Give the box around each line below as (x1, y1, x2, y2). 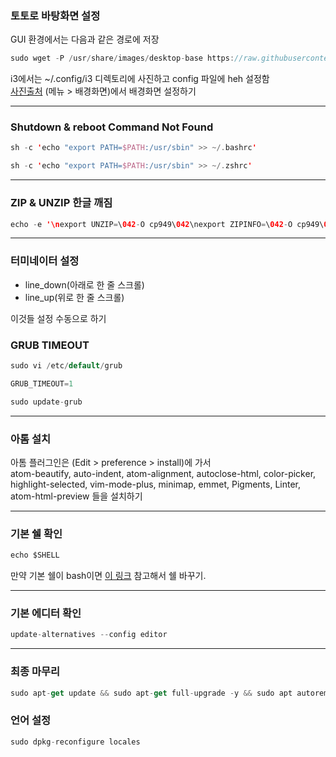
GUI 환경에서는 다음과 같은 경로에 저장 (10, 33, 160, 46)
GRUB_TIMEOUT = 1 (10, 378, 74, 389)
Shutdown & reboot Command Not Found (10, 120, 214, 134)
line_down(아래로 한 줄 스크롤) (24, 278, 145, 291)
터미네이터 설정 (10, 254, 80, 268)
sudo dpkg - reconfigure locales (10, 737, 141, 747)
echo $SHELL (10, 550, 60, 561)
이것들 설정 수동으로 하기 (10, 312, 107, 324)
